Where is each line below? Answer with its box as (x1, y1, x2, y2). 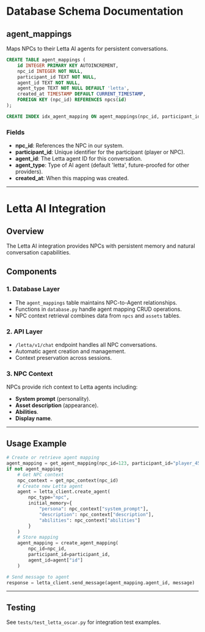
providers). (15, 168, 43, 175)
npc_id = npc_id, (28, 546, 67, 552)
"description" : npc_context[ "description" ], (38, 511, 154, 517)
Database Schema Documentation (6, 4, 184, 18)
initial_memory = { (28, 500, 72, 506)
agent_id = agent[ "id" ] (28, 557, 84, 563)
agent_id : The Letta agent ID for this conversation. (15, 155, 142, 162)
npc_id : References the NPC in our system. (15, 142, 124, 150)
